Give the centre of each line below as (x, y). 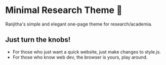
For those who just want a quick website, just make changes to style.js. (87, 51)
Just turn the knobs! (38, 40)
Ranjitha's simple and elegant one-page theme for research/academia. (79, 24)
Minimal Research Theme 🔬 (64, 10)
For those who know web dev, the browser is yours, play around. (80, 57)
